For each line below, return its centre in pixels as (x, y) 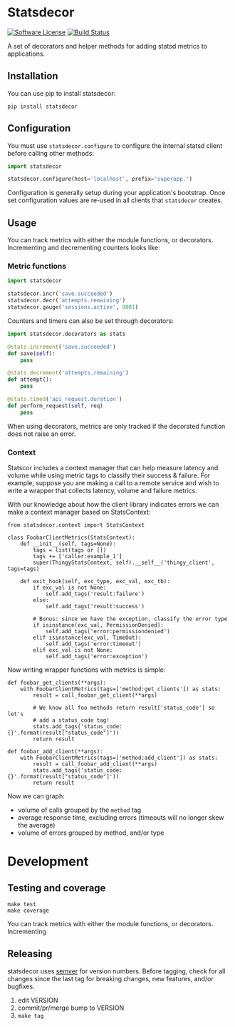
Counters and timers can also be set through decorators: (91, 321)
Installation (33, 76)
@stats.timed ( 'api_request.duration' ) (65, 400)
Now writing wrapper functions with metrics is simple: (87, 670)
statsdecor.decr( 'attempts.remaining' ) (67, 301)
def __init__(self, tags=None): (68, 544)
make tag (31, 1016)
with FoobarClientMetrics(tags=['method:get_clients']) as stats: (121, 689)
